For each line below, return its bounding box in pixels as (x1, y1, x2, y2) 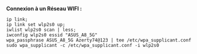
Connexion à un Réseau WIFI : (6, 5, 82, 12)
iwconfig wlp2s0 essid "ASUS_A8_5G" (6, 32, 98, 38)
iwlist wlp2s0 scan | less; (6, 27, 77, 33)
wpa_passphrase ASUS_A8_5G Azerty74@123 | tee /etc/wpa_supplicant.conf (6, 37, 192, 43)
